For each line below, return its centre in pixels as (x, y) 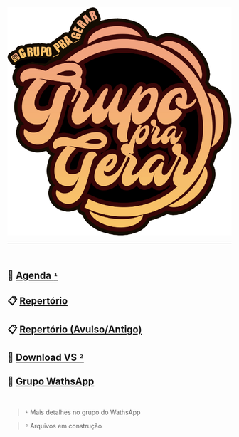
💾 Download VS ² (46, 357)
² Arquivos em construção (63, 426)
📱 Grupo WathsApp (51, 381)
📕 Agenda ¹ (33, 276)
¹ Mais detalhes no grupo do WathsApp (83, 412)
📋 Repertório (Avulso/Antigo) (75, 330)
